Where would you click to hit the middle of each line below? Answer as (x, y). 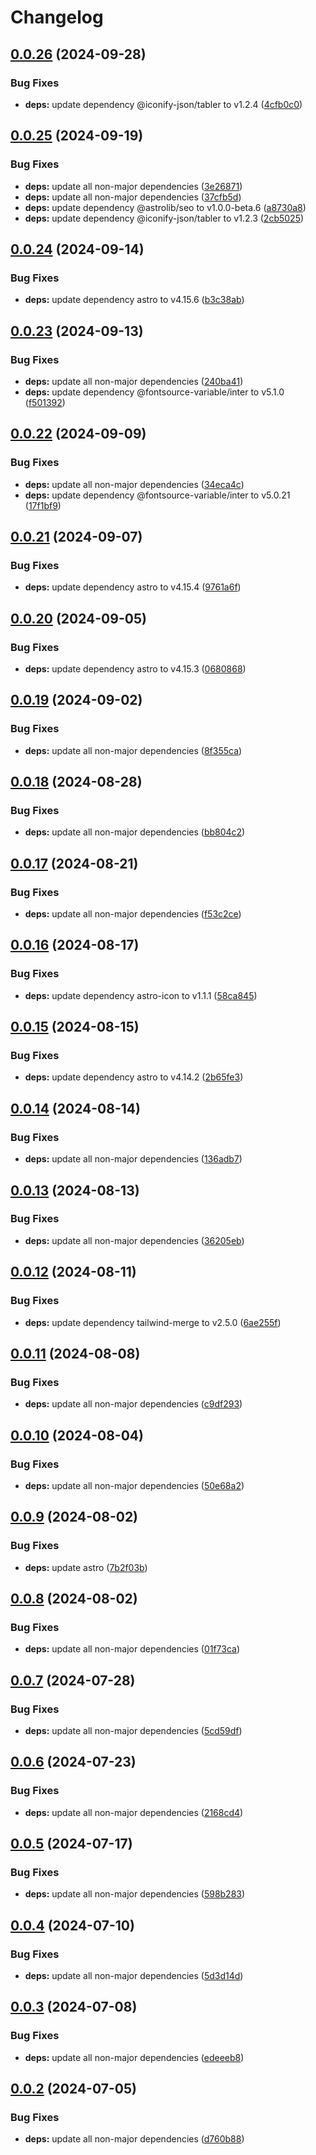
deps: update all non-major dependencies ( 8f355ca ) (133, 750)
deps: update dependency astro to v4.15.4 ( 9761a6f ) (133, 587)
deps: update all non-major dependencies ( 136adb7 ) (133, 1159)
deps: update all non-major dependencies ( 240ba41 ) (134, 381)
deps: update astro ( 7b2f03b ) (86, 1567)
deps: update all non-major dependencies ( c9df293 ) (133, 1404)
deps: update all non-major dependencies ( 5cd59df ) (133, 1730)
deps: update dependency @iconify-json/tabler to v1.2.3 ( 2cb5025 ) (164, 218)
